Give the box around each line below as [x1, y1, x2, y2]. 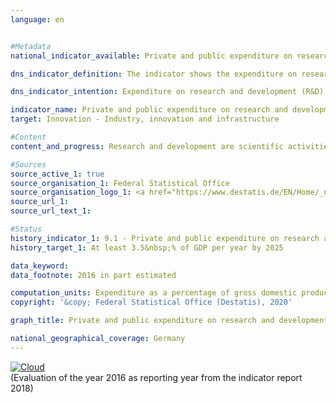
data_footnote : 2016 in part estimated [10, 270, 177, 280]
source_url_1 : [10, 197, 70, 207]
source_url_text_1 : [10, 206, 92, 216]
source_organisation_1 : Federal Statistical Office [10, 178, 230, 188]
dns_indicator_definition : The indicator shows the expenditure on [10, 69, 298, 79]
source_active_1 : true [10, 169, 105, 179]
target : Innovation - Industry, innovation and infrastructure [10, 114, 280, 125]
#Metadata [10, 41, 52, 51]
